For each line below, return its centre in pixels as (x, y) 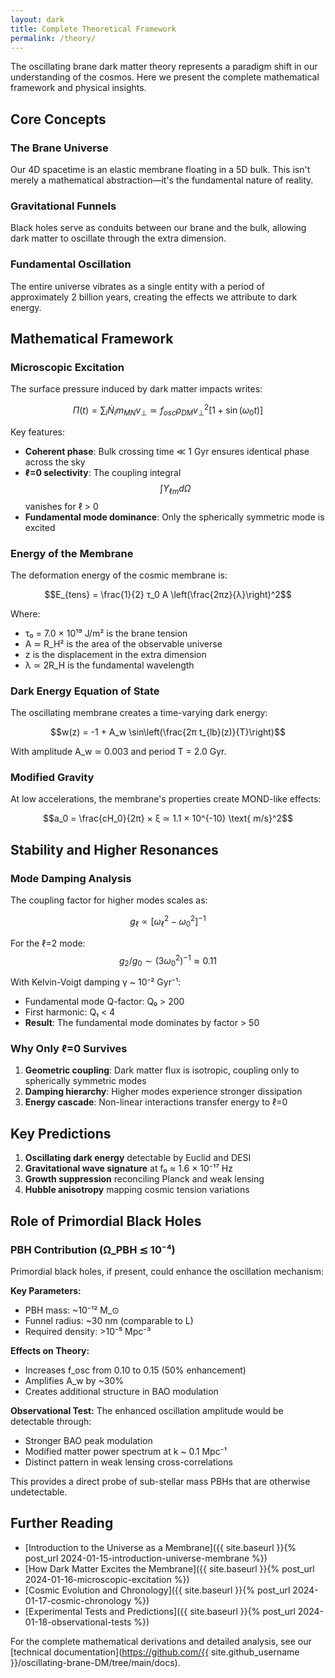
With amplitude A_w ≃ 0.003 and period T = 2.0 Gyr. (118, 752)
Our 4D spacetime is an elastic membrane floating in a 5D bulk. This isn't (160, 170)
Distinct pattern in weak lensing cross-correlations (128, 1462)
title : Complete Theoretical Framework (93, 29)
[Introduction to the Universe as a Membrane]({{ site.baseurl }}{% (160, 1547)
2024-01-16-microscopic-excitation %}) (107, 1579)
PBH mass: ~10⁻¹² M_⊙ (72, 1310)
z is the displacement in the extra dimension (115, 654)
